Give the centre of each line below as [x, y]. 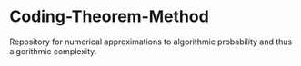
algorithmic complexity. [53, 51]
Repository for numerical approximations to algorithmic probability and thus [151, 42]
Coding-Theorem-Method [109, 17]
